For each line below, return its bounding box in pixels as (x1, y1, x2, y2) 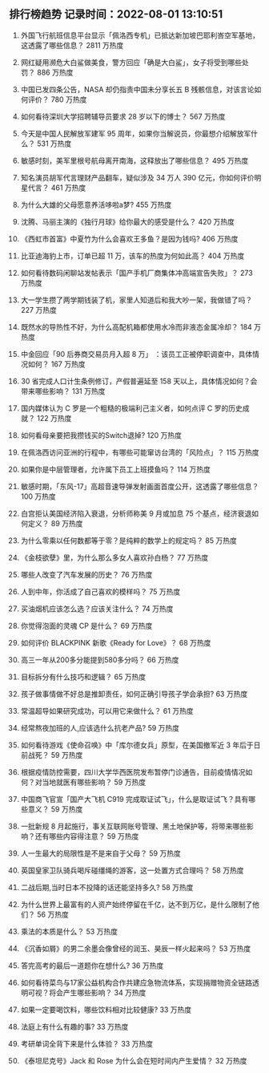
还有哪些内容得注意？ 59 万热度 (34, 831, 139, 840)
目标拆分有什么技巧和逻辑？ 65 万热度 (20, 672, 147, 682)
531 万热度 (36, 139, 72, 148)
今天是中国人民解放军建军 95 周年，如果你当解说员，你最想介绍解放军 (20, 128, 251, 138)
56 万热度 (36, 909, 69, 919)
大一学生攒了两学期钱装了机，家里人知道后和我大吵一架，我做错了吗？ (20, 295, 253, 305)
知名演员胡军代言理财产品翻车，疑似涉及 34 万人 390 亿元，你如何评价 (20, 172, 255, 182)
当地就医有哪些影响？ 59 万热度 (42, 777, 147, 787)
